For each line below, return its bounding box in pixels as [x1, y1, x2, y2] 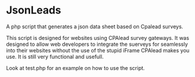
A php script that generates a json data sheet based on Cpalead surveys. [6, 23, 184, 30]
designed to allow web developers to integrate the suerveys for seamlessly [6, 41, 189, 48]
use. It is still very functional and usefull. [6, 53, 104, 60]
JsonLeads [6, 4, 62, 17]
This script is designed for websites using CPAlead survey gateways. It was [6, 34, 190, 41]
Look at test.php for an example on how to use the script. [6, 64, 146, 71]
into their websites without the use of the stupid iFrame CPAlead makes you [6, 46, 190, 53]
